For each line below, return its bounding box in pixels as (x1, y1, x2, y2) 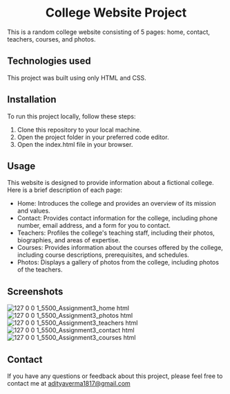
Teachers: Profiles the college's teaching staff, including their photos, (17, 229, 215, 237)
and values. (17, 206, 50, 215)
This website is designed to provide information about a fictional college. (7, 179, 214, 187)
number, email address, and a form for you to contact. (17, 222, 171, 230)
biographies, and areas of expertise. (17, 236, 121, 244)
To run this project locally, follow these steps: (7, 112, 136, 120)
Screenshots (7, 285, 64, 297)
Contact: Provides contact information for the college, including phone (17, 214, 218, 222)
